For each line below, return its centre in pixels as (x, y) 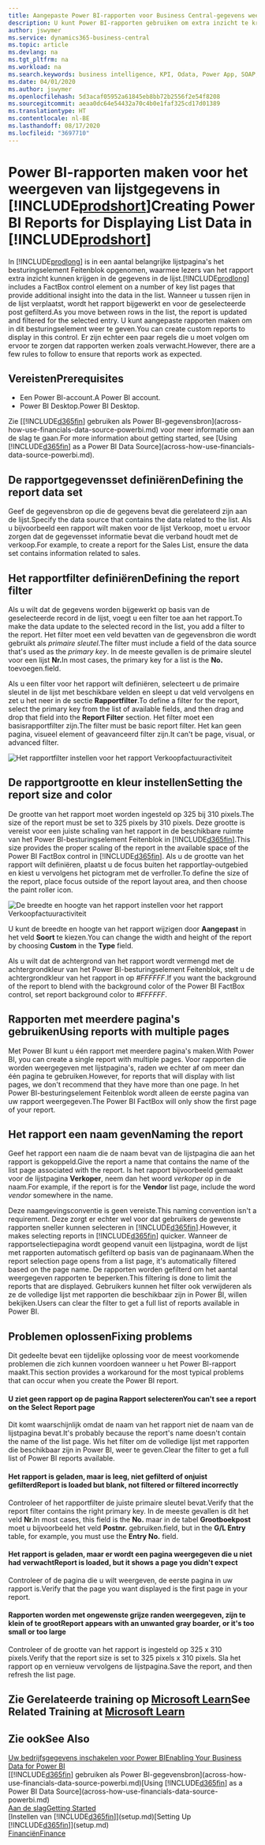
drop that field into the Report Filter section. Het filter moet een (111, 717)
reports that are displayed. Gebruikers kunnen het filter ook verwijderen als (130, 1287)
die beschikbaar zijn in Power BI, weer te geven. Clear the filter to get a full (129, 1450)
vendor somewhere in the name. (61, 1196)
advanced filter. (34, 743)
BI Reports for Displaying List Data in (130, 223)
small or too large (37, 1632)
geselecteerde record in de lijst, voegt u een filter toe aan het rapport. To (125, 618)
